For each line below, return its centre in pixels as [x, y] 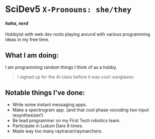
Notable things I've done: [45, 92]
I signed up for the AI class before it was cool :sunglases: [76, 77]
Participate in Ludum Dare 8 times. [48, 126]
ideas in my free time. [27, 40]
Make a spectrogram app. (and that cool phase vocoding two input [80, 110]
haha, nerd [17, 23]
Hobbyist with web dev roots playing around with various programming [78, 34]
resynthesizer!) [28, 115]
